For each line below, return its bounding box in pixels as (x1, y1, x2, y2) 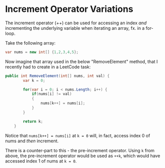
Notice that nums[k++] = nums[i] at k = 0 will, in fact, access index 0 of (5, 132, 150, 138)
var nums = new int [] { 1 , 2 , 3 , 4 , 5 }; (5, 50, 79, 55)
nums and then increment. (5, 138, 59, 144)
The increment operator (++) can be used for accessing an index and (5, 20, 147, 26)
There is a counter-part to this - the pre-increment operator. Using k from (5, 147, 155, 153)
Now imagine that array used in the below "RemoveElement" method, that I (5, 58, 158, 64)
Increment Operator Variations (5, 3, 134, 15)
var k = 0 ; (23, 78, 46, 83)
